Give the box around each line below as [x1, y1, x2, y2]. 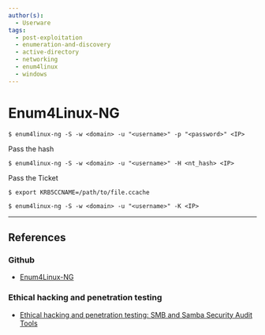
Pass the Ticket [8, 173, 59, 182]
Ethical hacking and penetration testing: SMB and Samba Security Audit [19, 310, 253, 319]
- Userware [15, 19, 51, 27]
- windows [15, 70, 47, 78]
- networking [15, 56, 58, 64]
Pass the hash [8, 143, 54, 154]
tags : [8, 26, 26, 34]
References [8, 230, 66, 244]
